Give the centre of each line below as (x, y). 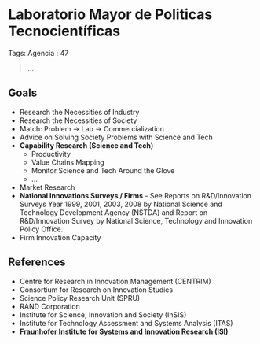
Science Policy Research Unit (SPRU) (80, 298)
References (37, 263)
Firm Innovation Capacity (60, 237)
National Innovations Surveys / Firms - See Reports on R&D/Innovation (135, 195)
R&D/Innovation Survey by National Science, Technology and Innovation (136, 220)
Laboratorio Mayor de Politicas (110, 15)
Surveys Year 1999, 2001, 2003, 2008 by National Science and (121, 204)
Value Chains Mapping (68, 162)
